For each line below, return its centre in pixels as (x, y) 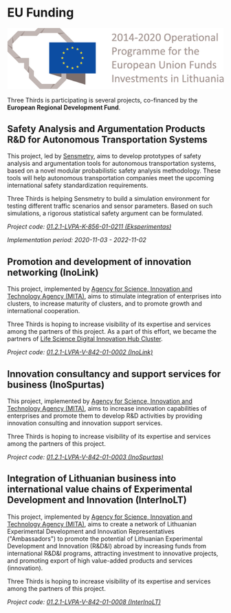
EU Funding (41, 13)
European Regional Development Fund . (64, 107)
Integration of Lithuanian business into (92, 478)
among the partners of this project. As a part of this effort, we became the (112, 332)
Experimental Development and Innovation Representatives (91, 531)
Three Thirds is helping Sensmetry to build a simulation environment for (109, 199)
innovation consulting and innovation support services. (85, 423)
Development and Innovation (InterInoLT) (97, 500)
